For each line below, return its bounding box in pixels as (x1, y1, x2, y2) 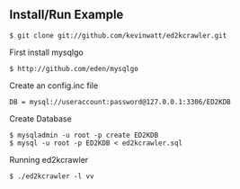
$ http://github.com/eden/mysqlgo (9, 64, 139, 73)
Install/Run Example (9, 7, 124, 22)
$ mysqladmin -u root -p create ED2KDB (9, 130, 159, 139)
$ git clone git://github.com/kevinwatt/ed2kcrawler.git (9, 31, 227, 40)
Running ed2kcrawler (9, 154, 89, 165)
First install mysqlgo (9, 47, 84, 58)
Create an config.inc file (9, 80, 99, 91)
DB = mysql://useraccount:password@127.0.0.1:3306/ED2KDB (9, 97, 231, 106)
